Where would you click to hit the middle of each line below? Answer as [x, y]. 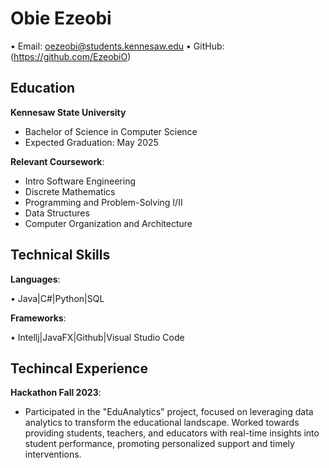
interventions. [53, 454]
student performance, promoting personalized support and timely [159, 444]
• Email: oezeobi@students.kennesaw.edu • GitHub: [117, 46]
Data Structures [57, 213]
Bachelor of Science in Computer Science [111, 131]
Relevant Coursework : [57, 161]
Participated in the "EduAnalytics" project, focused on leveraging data [169, 412]
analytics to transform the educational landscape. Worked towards [162, 423]
